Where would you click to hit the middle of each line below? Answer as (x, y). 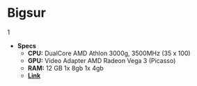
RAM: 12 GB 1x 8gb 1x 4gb (66, 68)
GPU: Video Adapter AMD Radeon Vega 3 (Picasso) (102, 60)
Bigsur (27, 13)
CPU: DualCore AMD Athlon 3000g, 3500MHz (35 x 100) (109, 53)
